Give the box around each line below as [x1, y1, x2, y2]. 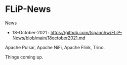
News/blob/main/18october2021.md [12, 35, 85, 41]
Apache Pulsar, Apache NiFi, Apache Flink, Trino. [5, 44, 105, 50]
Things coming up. [5, 54, 43, 60]
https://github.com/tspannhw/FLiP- [50, 29, 123, 35]
